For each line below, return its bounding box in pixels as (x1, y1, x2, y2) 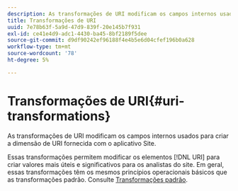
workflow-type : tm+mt (7, 43, 72, 50)
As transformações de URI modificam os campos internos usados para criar (7, 132, 229, 140)
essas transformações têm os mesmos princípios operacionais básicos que (7, 168, 228, 176)
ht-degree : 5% (7, 57, 50, 64)
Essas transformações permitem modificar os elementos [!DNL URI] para (7, 153, 220, 161)
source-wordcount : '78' (7, 50, 78, 57)
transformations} (7, 108, 111, 124)
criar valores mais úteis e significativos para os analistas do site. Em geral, (7, 160, 225, 168)
